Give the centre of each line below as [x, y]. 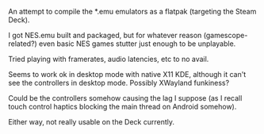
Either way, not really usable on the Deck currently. [92, 122]
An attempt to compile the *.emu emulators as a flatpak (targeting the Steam [132, 11]
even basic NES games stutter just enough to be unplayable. [137, 44]
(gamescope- [226, 35]
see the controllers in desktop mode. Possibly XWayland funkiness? [119, 83]
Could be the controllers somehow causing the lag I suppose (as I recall [125, 98]
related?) [23, 44]
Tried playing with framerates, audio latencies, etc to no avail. [109, 59]
